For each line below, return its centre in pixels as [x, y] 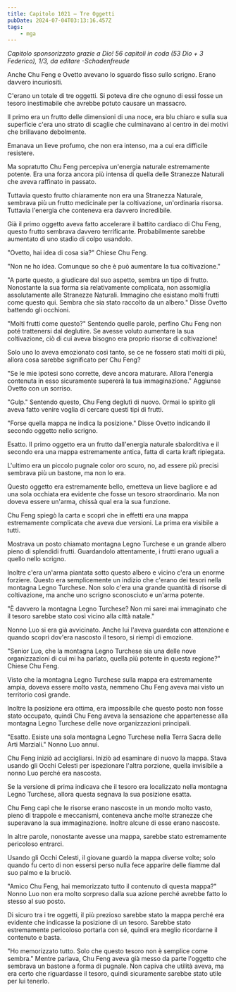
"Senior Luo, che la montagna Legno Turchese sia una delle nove [102, 651]
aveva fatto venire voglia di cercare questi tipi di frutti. [86, 410]
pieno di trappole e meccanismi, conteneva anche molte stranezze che [110, 816]
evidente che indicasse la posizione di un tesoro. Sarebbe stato [99, 923]
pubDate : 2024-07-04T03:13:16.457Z [60, 20]
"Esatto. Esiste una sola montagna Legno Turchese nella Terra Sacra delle [114, 737]
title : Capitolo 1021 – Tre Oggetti [61, 14]
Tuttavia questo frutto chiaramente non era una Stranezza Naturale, [105, 195]
